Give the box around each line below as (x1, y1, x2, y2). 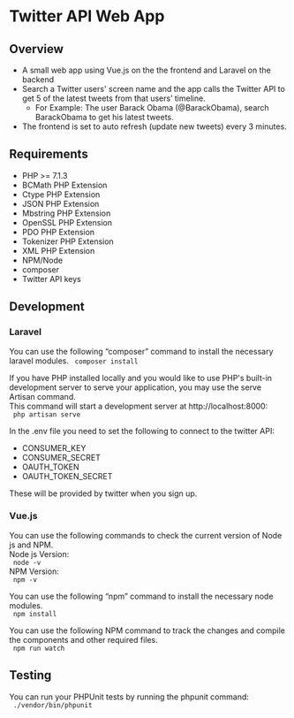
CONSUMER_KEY (21, 442, 87, 453)
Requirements (9, 147, 88, 162)
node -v (12, 558, 41, 567)
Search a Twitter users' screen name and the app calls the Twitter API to (21, 84, 285, 94)
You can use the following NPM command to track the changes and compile (9, 625, 285, 636)
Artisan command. (9, 391, 77, 401)
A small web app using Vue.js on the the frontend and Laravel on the (21, 65, 271, 75)
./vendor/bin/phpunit (12, 700, 93, 709)
